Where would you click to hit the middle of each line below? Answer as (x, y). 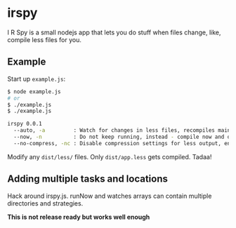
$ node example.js (34, 92)
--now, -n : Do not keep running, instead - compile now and (119, 137)
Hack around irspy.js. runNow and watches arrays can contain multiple (110, 196)
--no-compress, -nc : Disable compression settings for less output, (117, 143)
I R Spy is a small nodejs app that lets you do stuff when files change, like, (114, 32)
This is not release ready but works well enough (79, 217)
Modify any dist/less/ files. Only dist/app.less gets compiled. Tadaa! (110, 156)
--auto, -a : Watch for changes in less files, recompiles (114, 130)
